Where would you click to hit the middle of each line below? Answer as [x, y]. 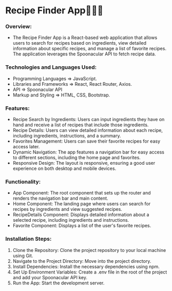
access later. [26, 147]
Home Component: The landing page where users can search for [81, 204]
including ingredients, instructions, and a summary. [67, 136]
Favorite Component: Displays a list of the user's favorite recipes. [82, 226]
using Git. [23, 256]
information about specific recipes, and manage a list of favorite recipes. [90, 49]
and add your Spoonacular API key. [50, 277]
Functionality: [23, 182]
